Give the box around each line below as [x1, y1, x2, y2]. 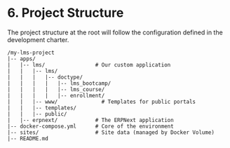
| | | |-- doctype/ [7, 74, 83, 81]
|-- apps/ [7, 55, 36, 62]
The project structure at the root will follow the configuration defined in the [7, 28, 223, 36]
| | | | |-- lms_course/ [7, 86, 105, 93]
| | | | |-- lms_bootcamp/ [7, 79, 111, 87]
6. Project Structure [7, 5, 124, 21]
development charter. [7, 35, 69, 43]
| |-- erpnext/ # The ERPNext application [7, 116, 174, 123]
